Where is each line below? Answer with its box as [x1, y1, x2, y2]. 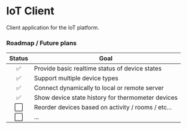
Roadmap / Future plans [6, 39, 77, 47]
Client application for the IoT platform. [6, 24, 100, 31]
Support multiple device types [33, 74, 118, 82]
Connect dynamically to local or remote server [33, 84, 164, 92]
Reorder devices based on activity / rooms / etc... [33, 103, 172, 112]
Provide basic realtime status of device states [33, 64, 162, 73]
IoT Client [6, 4, 55, 18]
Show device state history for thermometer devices [33, 94, 178, 102]
